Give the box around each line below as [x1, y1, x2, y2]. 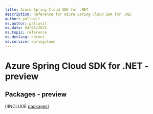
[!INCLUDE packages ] [5, 103, 49, 109]
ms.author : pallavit [5, 21, 47, 26]
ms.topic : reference [5, 30, 47, 35]
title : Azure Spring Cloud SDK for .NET [5, 7, 89, 12]
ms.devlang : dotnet [5, 35, 45, 40]
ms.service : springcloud [5, 39, 56, 44]
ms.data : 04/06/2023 [5, 26, 47, 30]
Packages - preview [5, 90, 67, 99]
